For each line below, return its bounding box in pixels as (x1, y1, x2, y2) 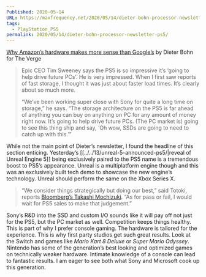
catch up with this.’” (21, 131, 72, 138)
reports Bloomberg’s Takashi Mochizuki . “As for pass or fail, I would (21, 193, 192, 201)
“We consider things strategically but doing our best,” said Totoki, (21, 187, 188, 194)
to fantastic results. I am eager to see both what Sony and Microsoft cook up (6, 257, 200, 265)
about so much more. (21, 86, 75, 94)
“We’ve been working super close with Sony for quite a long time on (21, 98, 193, 106)
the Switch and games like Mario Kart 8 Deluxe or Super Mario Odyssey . (6, 238, 189, 245)
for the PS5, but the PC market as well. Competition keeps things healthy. (6, 218, 191, 226)
